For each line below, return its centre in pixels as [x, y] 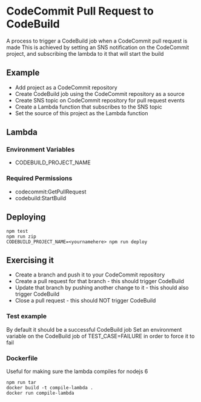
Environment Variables [41, 150]
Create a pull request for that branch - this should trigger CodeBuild [100, 281]
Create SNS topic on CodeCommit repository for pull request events [100, 100]
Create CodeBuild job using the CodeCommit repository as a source [100, 94]
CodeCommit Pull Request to [80, 11]
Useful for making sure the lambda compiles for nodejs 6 [77, 371]
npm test [17, 231]
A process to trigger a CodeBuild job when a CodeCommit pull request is [97, 41]
